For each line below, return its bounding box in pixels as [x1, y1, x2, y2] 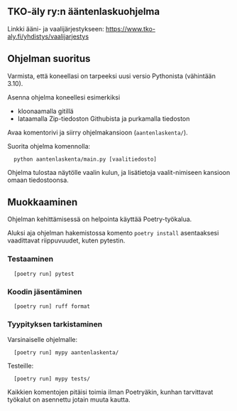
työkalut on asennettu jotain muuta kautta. [7, 395, 131, 404]
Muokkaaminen [7, 196, 78, 208]
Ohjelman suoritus [7, 53, 91, 65]
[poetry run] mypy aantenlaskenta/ [13, 349, 119, 356]
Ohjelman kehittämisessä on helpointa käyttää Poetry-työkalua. [7, 215, 192, 223]
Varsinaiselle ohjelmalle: [7, 336, 78, 344]
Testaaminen [7, 254, 54, 264]
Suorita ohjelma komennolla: [7, 142, 91, 150]
